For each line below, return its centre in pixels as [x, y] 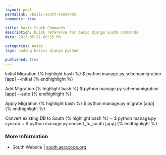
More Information [27, 136]
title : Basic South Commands [35, 28]
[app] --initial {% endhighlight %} [39, 79]
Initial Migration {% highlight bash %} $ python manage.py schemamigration [83, 74]
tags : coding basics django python [42, 51]
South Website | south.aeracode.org [49, 147]
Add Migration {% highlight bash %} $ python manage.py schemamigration [82, 88]
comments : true [21, 19]
